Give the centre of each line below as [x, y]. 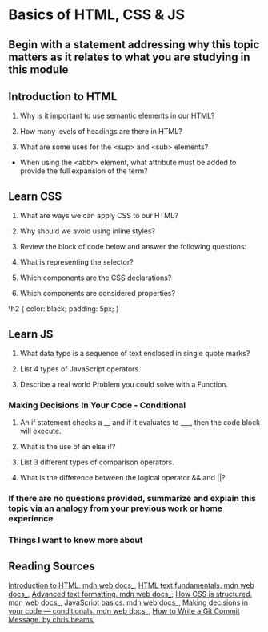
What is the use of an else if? [68, 447]
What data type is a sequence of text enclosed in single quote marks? [135, 354]
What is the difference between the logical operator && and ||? [122, 478]
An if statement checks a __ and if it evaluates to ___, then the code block [140, 423]
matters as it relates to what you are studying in [129, 57]
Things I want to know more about [76, 541]
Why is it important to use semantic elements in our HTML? [117, 116]
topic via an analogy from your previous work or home [115, 508]
